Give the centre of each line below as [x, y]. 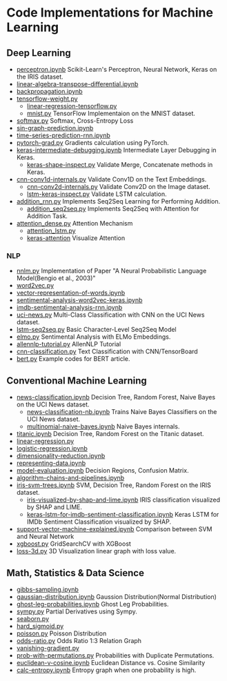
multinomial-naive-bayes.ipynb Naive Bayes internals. [103, 426]
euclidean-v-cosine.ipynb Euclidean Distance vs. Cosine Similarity [111, 662]
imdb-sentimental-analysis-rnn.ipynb [69, 308]
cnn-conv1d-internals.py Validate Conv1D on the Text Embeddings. [111, 179]
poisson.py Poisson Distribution [61, 633]
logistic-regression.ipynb [52, 448]
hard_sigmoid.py [40, 626]
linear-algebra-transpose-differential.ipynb [77, 84]
